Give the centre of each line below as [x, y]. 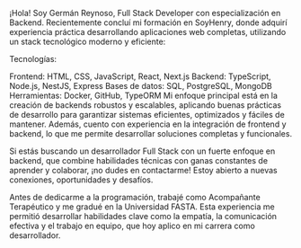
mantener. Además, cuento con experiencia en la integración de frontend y [148, 124]
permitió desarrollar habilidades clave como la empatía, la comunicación [143, 216]
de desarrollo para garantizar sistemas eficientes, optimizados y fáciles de [147, 115]
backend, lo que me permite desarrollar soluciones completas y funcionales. [151, 133]
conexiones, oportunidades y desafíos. [81, 180]
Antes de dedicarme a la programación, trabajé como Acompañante [135, 197]
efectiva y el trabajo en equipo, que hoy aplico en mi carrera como [133, 226]
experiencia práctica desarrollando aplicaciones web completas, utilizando [148, 32]
